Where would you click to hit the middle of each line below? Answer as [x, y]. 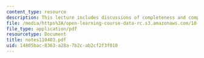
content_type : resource [36, 12]
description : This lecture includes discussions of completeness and [96, 18]
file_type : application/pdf [42, 29]
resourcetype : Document [36, 34]
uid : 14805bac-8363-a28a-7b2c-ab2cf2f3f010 [62, 46]
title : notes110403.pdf [36, 40]
